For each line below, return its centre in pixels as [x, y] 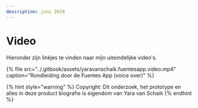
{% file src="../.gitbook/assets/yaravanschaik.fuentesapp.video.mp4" [91, 69]
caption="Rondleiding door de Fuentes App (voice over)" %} [80, 75]
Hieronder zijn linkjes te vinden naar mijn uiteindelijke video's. [82, 58]
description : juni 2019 [36, 12]
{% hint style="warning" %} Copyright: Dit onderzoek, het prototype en [94, 87]
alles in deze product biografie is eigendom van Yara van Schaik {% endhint [99, 93]
